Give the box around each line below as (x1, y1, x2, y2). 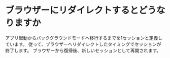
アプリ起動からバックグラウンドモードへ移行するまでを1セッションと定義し (5, 35, 163, 41)
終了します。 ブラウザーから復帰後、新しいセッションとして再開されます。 (5, 47, 161, 53)
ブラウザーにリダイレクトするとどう (5, 5, 157, 16)
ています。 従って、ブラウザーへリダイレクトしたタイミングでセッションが (5, 41, 161, 47)
